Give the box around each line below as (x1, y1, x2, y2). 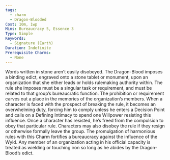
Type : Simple (5, 31, 33, 36)
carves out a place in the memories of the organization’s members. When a (5, 96, 163, 102)
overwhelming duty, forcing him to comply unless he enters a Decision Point (5, 106, 165, 113)
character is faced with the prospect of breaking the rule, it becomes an (5, 101, 156, 108)
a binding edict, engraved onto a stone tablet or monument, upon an (5, 74, 149, 81)
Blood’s (5, 150, 21, 156)
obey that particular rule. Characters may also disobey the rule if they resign (5, 123, 165, 129)
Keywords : (5, 36, 26, 41)
